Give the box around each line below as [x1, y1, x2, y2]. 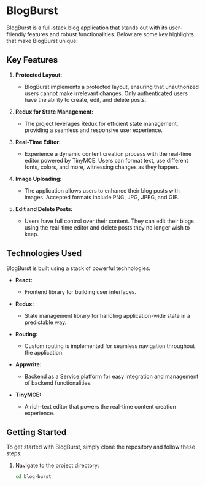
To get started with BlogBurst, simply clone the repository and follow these [6, 443, 195, 451]
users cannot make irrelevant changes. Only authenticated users [24, 90, 188, 97]
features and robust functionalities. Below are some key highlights [27, 30, 195, 37]
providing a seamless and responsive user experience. [24, 126, 163, 134]
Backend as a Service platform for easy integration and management [24, 372, 199, 380]
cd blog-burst [15, 474, 52, 480]
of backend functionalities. [24, 379, 92, 387]
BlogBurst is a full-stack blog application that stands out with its [6, 24, 168, 31]
